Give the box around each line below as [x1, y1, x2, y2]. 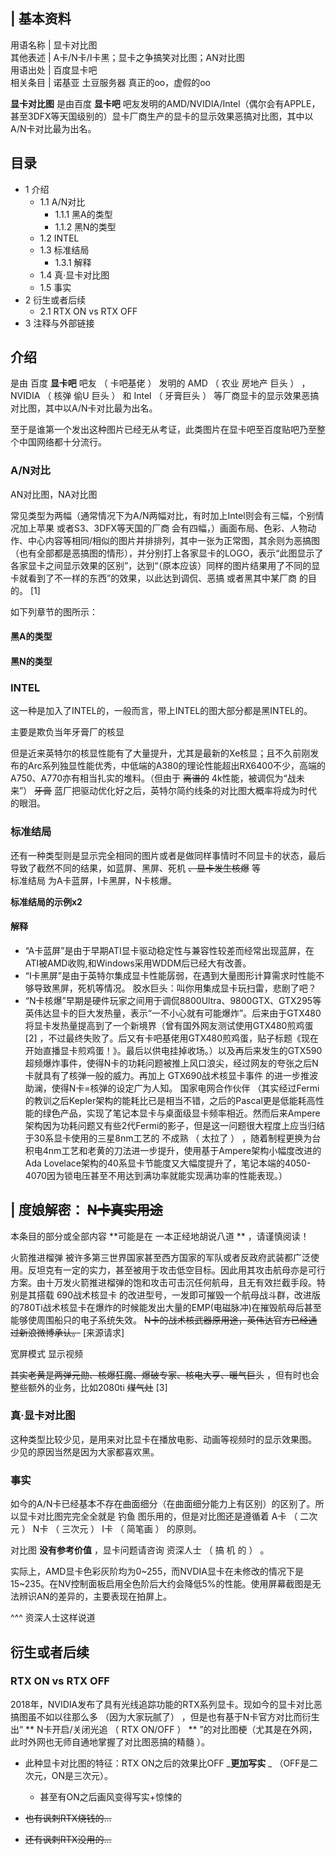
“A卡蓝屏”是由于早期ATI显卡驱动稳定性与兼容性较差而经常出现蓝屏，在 [24, 944, 315, 956]
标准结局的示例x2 [10, 895, 83, 908]
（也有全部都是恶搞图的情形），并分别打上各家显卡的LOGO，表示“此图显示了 [10, 547, 324, 559]
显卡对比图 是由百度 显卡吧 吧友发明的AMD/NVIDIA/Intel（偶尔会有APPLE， [10, 97, 321, 109]
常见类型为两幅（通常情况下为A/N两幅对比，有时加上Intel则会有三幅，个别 [10, 509, 316, 521]
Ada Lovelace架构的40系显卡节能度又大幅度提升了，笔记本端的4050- [24, 1157, 312, 1169]
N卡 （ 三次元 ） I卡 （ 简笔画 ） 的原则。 [32, 1523, 202, 1535]
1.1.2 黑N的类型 [54, 220, 117, 233]
